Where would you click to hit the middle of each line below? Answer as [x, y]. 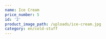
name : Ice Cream [22, 10]
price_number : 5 [22, 15]
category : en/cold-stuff [31, 29]
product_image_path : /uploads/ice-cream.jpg [53, 24]
